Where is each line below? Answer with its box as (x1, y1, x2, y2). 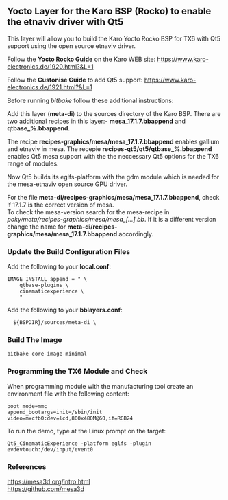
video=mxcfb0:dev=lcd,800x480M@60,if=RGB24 (7, 415, 134, 422)
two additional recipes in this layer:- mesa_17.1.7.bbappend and (7, 117, 186, 125)
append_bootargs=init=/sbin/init (7, 409, 103, 416)
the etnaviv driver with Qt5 (7, 16, 124, 28)
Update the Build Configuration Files (7, 247, 131, 256)
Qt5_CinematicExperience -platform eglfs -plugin (7, 440, 152, 447)
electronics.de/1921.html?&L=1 (7, 82, 92, 91)
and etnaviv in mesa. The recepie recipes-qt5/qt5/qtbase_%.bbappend (7, 144, 212, 153)
